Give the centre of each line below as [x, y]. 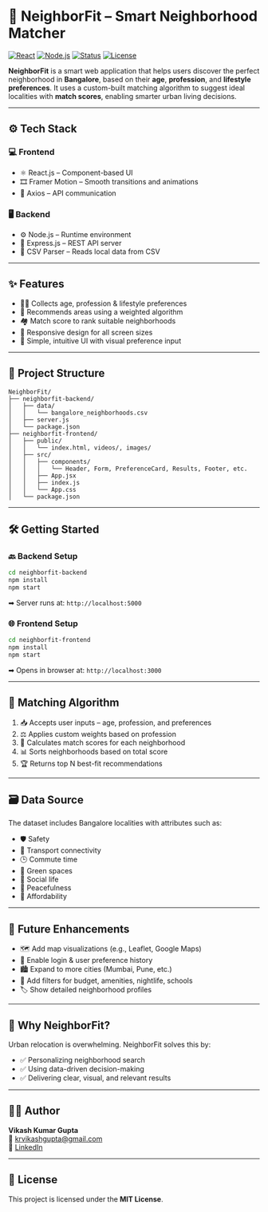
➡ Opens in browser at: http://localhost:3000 [85, 670]
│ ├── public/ [35, 441]
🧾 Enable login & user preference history [86, 960]
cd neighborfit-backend [48, 573]
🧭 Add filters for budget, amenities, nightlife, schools [106, 980]
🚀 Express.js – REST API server [71, 243]
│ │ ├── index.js [44, 482]
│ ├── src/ [30, 454]
